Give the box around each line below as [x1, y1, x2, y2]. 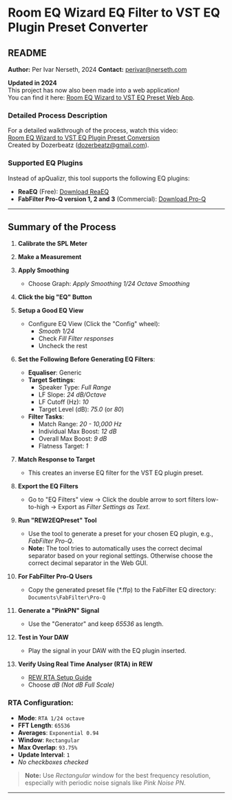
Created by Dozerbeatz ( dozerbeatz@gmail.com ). [8, 141, 149, 149]
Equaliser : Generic [28, 368, 82, 377]
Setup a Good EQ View [17, 306, 84, 315]
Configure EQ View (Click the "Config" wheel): [28, 320, 160, 328]
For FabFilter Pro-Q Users [17, 572, 93, 581]
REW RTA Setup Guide [28, 674, 92, 682]
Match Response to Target [17, 455, 96, 464]
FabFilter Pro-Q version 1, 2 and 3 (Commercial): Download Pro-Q [17, 195, 206, 203]
